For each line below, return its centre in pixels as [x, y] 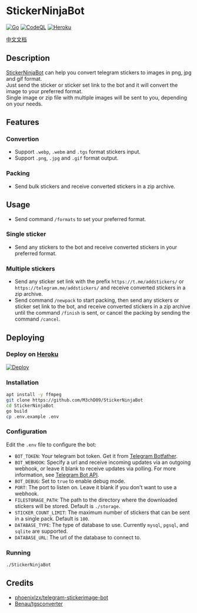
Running [19, 552]
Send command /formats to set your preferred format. [80, 219]
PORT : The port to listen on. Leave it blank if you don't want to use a [96, 487]
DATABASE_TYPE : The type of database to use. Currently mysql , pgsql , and [102, 525]
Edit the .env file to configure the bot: [51, 444]
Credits [20, 583]
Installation [23, 383]
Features [23, 122]
